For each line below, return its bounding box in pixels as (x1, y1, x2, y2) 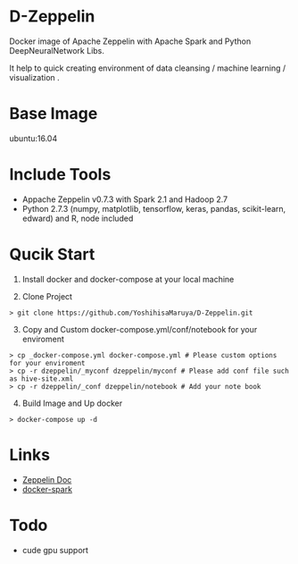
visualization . (9, 72, 60, 82)
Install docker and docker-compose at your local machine (21, 274, 235, 284)
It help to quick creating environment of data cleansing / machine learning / (9, 63, 286, 73)
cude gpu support (21, 544, 89, 555)
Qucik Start (9, 244, 95, 265)
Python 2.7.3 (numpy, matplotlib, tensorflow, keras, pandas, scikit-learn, (21, 203, 286, 214)
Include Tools (9, 164, 112, 185)
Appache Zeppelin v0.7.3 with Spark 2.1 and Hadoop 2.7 (21, 194, 228, 205)
